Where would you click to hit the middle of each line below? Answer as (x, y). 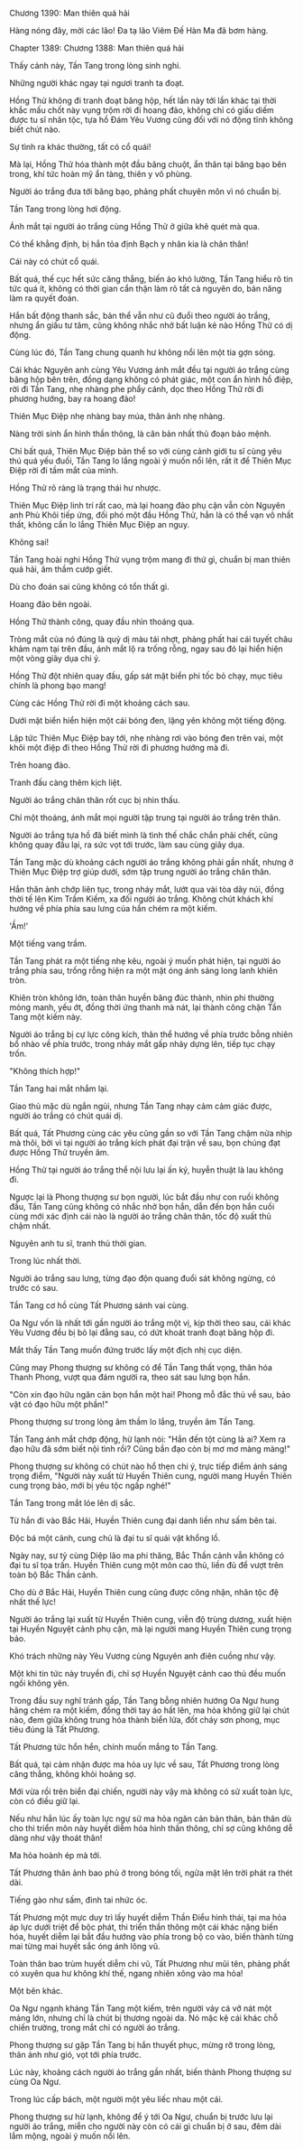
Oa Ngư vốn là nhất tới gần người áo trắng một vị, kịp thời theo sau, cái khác (150, 1323)
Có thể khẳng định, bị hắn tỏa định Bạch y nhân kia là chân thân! (129, 244)
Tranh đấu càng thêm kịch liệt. (66, 782)
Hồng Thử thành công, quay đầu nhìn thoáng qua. (102, 622)
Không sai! (29, 542)
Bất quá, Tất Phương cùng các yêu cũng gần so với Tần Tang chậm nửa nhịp (151, 1133)
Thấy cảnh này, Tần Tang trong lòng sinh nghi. (96, 65)
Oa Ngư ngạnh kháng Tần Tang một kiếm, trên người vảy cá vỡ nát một (141, 2008)
